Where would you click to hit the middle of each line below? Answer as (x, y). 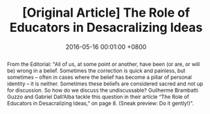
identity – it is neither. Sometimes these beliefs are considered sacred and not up (105, 84)
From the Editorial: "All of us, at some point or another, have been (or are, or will (103, 64)
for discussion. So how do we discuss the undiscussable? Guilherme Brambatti (103, 90)
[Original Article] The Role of (106, 13)
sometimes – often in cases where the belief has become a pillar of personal (99, 77)
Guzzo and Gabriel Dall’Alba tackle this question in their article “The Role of (98, 96)
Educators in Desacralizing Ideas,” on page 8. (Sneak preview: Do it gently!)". (100, 103)
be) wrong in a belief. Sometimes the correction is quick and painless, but (96, 71)
